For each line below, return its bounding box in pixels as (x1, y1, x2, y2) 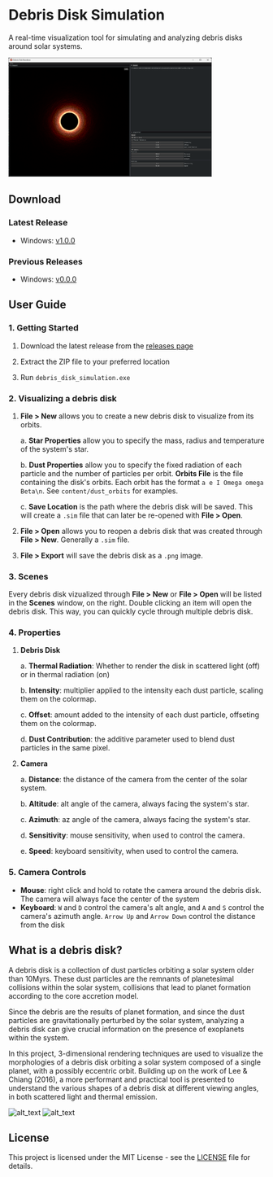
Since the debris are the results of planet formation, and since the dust (8, 1007, 245, 1017)
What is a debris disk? (8, 943, 123, 957)
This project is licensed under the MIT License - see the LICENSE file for (8, 1153, 250, 1162)
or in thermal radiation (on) (19, 670, 110, 680)
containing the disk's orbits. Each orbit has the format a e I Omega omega (19, 477, 264, 487)
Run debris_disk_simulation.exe (19, 372, 131, 382)
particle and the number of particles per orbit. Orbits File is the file (19, 468, 244, 478)
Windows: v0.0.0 (19, 274, 77, 284)
